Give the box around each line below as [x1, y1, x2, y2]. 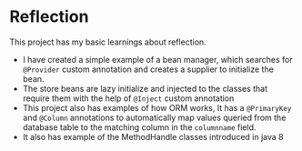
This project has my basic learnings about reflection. [9, 36, 206, 47]
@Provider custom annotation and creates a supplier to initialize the [22, 64, 275, 75]
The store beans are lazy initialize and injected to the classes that [22, 83, 268, 94]
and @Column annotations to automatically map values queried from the [22, 112, 287, 123]
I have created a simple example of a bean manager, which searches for [22, 54, 293, 65]
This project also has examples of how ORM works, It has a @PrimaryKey [22, 102, 292, 113]
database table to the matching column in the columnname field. [22, 121, 257, 133]
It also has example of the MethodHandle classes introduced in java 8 [22, 131, 284, 142]
